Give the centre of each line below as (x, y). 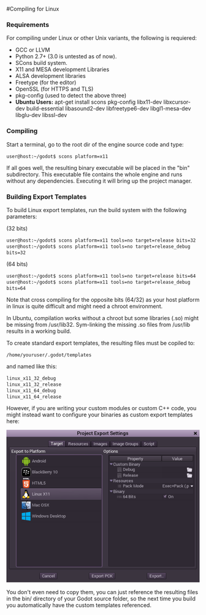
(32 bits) (17, 228)
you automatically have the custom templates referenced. (79, 605)
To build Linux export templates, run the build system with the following (97, 210)
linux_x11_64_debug (31, 391)
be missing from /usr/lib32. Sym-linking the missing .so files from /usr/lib (98, 324)
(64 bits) (17, 264)
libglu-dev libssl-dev (41, 115)
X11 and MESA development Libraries (62, 69)
